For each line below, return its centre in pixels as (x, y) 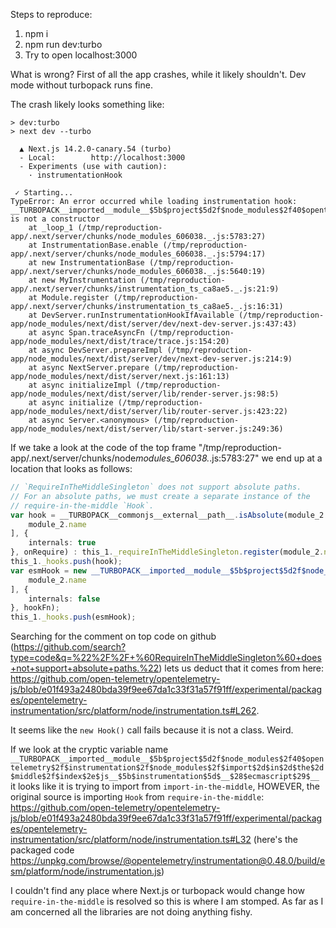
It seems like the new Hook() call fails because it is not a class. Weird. (152, 730)
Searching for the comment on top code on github (113, 636)
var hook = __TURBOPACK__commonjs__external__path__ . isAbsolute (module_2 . (169, 515)
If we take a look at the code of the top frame (103, 447)
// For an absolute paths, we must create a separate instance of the (160, 496)
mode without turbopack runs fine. (81, 85)
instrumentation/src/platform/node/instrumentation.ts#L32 (131, 840)
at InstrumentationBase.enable (93, 245)
